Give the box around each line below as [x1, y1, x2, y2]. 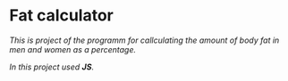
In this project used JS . [9, 61, 95, 72]
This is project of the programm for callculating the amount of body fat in [9, 35, 280, 45]
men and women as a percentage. [9, 44, 137, 54]
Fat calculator [9, 5, 114, 26]
